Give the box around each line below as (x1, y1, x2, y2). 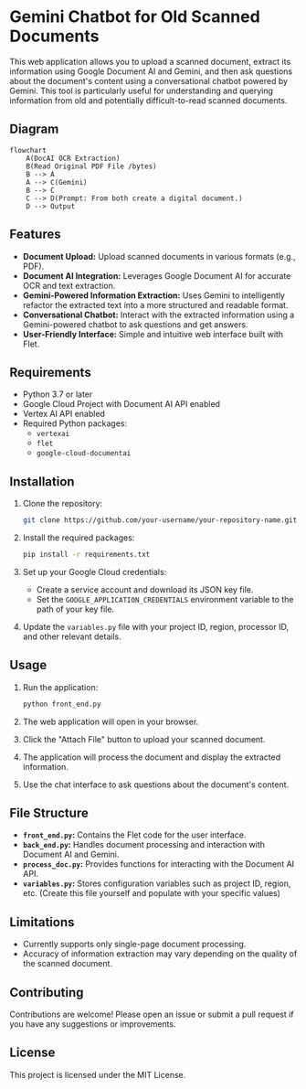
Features (9, 227, 61, 242)
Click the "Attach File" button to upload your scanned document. (22, 733, 266, 744)
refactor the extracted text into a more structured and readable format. (22, 299, 289, 310)
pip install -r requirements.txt (22, 550, 151, 560)
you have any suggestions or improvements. (9, 1019, 176, 1030)
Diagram (9, 122, 59, 137)
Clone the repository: (22, 498, 103, 509)
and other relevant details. (22, 631, 121, 642)
